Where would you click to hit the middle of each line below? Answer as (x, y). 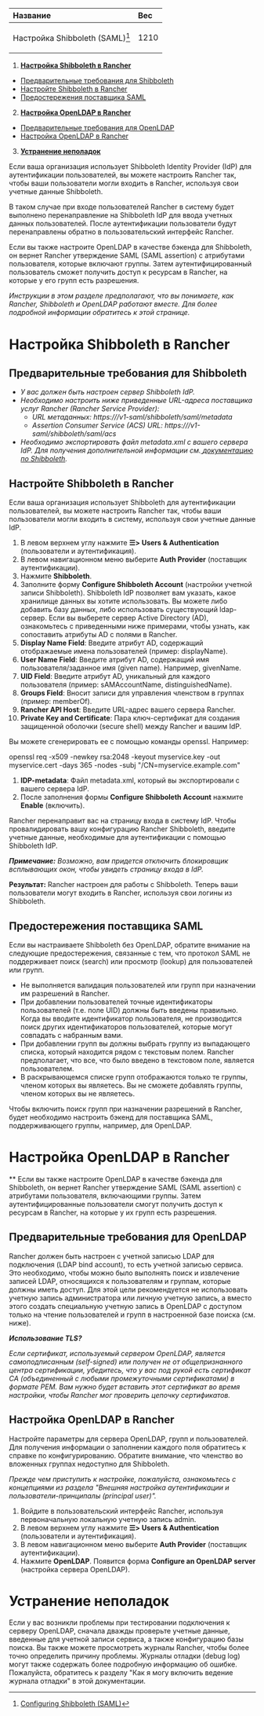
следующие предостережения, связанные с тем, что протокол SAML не (130, 953)
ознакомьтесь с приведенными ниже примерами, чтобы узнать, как (135, 626)
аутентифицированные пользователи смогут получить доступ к (116, 1204)
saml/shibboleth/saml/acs (74, 434)
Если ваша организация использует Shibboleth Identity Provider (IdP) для (130, 167)
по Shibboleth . (43, 459)
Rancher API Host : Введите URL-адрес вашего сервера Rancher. (128, 709)
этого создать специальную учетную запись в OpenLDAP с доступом (125, 1306)
